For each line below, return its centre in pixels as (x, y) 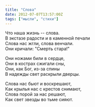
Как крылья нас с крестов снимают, (43, 89)
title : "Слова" (21, 10)
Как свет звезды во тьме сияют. (39, 100)
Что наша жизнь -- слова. (32, 33)
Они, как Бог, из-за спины (33, 69)
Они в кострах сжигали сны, (35, 64)
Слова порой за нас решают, (36, 94)
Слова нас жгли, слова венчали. (39, 44)
